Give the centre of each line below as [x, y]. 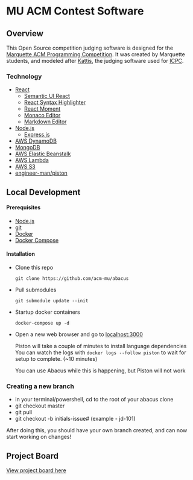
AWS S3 [25, 167]
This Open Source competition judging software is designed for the [90, 48]
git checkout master [40, 406]
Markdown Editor [45, 122]
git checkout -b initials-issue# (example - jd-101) [75, 419]
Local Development [43, 192]
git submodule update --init [52, 301]
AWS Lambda [32, 160]
